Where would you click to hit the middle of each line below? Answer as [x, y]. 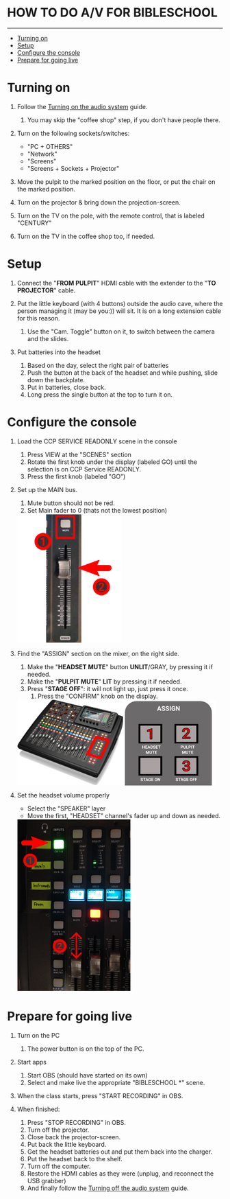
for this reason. [38, 318]
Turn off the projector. [58, 1130]
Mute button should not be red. [71, 503]
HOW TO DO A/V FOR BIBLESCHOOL [112, 13]
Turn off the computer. [59, 1166]
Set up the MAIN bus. [47, 489]
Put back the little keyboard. [67, 1144]
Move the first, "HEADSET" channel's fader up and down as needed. [124, 815]
